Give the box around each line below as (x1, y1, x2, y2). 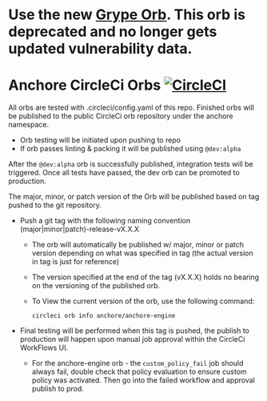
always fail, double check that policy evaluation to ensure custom (31, 367, 248, 377)
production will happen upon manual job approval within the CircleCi (19, 335, 245, 344)
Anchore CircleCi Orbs (8, 76, 161, 94)
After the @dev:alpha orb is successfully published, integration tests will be (8, 159, 253, 169)
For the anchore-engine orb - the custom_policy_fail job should (31, 359, 244, 368)
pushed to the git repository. (8, 200, 102, 210)
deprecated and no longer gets (8, 22, 217, 41)
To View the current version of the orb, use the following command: (31, 296, 255, 306)
